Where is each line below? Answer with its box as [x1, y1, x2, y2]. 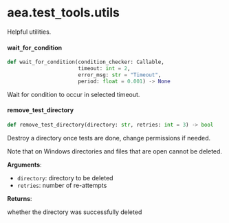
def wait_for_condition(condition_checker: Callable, [7, 59, 165, 66]
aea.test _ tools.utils [7, 5, 120, 21]
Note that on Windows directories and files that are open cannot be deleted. [7, 147, 222, 156]
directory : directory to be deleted [17, 173, 113, 182]
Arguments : [7, 160, 43, 169]
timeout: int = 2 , [78, 65, 131, 72]
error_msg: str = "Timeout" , [78, 71, 162, 78]
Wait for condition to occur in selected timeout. [7, 90, 140, 98]
